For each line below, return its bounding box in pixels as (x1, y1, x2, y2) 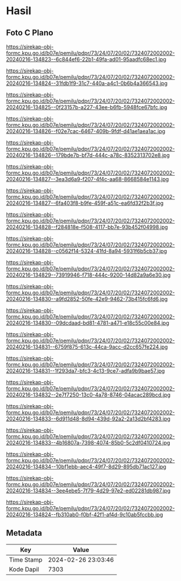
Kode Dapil (9, 565, 39, 573)
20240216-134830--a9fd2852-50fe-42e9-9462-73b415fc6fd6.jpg (6, 296, 168, 302)
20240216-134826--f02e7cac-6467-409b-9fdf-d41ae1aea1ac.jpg (6, 128, 166, 134)
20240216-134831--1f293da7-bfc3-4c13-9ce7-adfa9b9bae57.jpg (6, 367, 165, 374)
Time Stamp (9, 556, 43, 564)
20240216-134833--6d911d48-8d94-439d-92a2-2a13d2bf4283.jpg (6, 415, 170, 422)
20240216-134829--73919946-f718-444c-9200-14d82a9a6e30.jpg (6, 271, 171, 278)
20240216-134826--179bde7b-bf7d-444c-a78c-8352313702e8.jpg (6, 152, 170, 159)
